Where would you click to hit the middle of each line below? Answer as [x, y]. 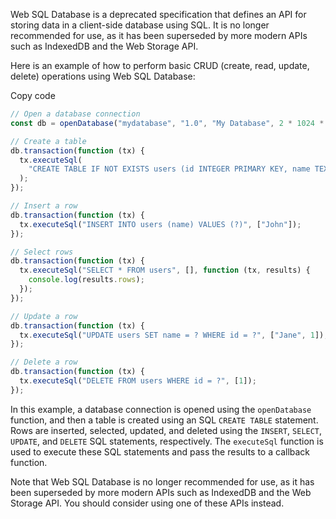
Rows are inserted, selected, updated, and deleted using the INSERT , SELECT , [166, 430]
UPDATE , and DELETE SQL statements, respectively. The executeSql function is [167, 441]
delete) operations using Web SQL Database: [103, 76]
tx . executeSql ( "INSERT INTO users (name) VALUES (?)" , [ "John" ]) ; [160, 224]
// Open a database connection [75, 114]
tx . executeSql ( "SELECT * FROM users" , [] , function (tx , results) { [165, 270]
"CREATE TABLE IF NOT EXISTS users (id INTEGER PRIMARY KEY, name [169, 169]
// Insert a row [44, 206]
